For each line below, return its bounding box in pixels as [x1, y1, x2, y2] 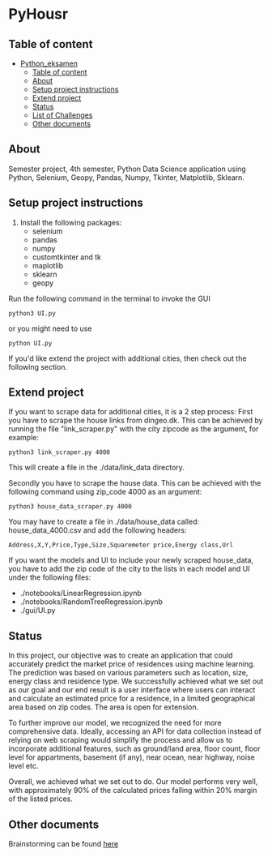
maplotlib [32, 260, 64, 270]
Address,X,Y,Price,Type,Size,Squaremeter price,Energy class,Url [8, 541, 233, 550]
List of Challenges [32, 110, 93, 120]
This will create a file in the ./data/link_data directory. [8, 463, 185, 473]
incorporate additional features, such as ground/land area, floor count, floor [8, 743, 261, 754]
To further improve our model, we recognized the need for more [8, 718, 222, 728]
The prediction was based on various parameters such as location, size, [8, 668, 249, 678]
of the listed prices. [8, 794, 73, 803]
